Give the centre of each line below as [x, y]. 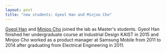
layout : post [19, 10]
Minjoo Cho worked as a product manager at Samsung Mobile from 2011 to [83, 40]
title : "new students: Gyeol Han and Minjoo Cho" [59, 15]
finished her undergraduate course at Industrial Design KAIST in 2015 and [82, 34]
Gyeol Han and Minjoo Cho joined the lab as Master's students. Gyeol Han [82, 29]
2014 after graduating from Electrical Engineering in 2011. [65, 45]
